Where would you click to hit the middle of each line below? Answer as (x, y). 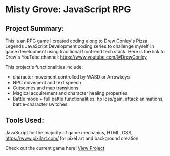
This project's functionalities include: (44, 67)
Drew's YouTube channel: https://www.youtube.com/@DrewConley (76, 57)
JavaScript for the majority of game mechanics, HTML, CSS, (69, 132)
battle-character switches (40, 104)
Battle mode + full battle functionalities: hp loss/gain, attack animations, (88, 99)
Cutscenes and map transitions (46, 88)
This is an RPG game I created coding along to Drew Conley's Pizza (77, 41)
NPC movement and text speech (47, 82)
